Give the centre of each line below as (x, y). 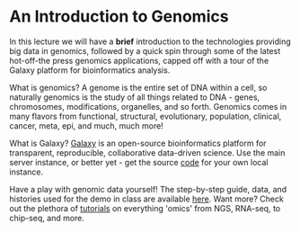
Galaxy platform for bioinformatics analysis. (90, 70)
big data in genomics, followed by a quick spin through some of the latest (145, 50)
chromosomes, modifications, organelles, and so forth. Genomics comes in (148, 106)
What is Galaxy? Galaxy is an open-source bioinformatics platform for (138, 143)
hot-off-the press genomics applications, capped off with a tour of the (139, 60)
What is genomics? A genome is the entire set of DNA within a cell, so (138, 87)
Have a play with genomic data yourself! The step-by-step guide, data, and (148, 189)
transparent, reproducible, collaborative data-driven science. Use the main (147, 152)
